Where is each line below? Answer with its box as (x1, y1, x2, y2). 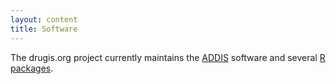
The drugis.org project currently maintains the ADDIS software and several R (10, 51, 326, 63)
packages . (10, 62, 54, 74)
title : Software (10, 24, 78, 34)
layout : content (10, 14, 78, 25)
